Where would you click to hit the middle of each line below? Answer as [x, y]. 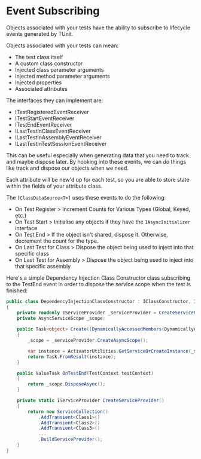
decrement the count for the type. [57, 241]
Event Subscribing [53, 11]
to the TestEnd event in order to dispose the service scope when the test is [99, 284]
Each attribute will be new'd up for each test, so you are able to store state [98, 179]
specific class [32, 253]
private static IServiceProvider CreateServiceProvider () [91, 401]
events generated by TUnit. [40, 33]
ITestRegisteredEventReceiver [52, 112]
